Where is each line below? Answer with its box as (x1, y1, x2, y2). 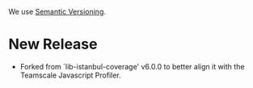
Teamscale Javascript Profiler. (19, 70, 121, 80)
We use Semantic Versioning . (8, 7, 107, 16)
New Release (8, 36, 98, 53)
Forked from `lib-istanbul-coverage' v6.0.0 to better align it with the (19, 61, 245, 71)
